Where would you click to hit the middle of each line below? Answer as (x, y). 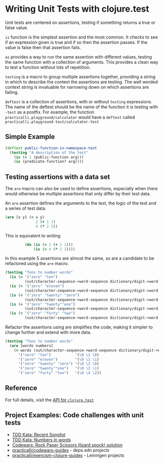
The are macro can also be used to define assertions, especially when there (81, 189)
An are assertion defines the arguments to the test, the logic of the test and (81, 203)
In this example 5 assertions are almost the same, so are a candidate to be (80, 258)
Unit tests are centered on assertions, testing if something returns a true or (80, 22)
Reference (21, 388)
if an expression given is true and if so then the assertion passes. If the (76, 42)
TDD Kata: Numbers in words (41, 440)
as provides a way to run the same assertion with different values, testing (79, 57)
